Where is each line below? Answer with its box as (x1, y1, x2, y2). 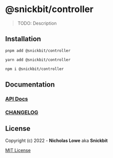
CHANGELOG (5, 109, 39, 116)
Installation (5, 35, 41, 43)
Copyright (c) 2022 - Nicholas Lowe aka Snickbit (5, 137, 108, 144)
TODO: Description (17, 20, 57, 26)
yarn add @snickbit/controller (5, 57, 71, 62)
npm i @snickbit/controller (5, 66, 64, 71)
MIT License (5, 147, 31, 153)
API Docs (5, 95, 28, 102)
